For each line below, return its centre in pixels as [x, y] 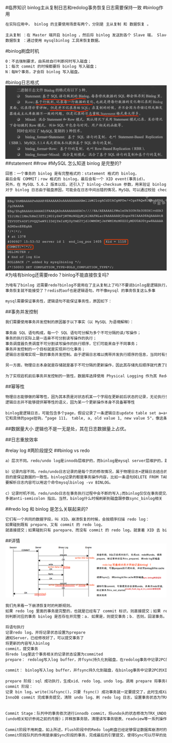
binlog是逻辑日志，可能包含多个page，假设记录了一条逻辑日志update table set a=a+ [87, 413]
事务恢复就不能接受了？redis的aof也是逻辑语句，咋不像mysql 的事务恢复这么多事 [80, 291]
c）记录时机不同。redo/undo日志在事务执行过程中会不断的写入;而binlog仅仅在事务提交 [86, 493]
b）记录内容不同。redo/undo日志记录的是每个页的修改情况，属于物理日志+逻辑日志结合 [84, 472]
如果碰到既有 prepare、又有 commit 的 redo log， [55, 525]
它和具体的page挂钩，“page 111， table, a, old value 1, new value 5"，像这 [84, 419]
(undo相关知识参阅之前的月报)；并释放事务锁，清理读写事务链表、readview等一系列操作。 [88, 719]
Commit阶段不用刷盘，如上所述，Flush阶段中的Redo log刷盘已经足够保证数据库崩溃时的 [86, 730]
